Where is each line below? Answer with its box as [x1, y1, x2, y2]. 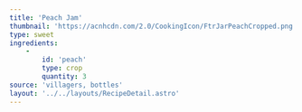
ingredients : [9, 38, 59, 48]
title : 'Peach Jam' [9, 13, 83, 23]
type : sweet [9, 30, 54, 39]
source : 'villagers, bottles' [9, 80, 124, 89]
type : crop [42, 64, 83, 73]
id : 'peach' [42, 55, 88, 64]
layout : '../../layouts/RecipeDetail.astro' [9, 89, 180, 98]
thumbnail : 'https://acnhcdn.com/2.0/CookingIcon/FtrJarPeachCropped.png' [9, 22, 297, 31]
